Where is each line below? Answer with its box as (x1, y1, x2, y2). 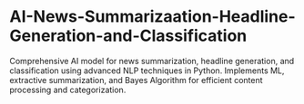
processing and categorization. (9, 84, 127, 95)
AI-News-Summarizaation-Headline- (9, 6, 296, 27)
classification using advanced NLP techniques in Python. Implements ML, (9, 65, 285, 76)
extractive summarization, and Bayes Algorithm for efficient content (9, 74, 263, 85)
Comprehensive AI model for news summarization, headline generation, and (9, 55, 295, 66)
